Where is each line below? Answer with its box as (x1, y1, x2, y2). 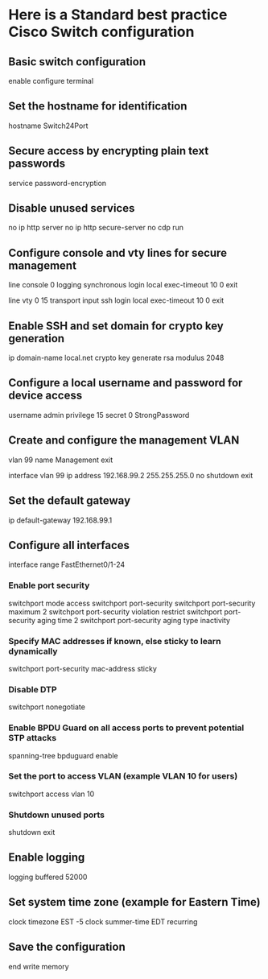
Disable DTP (8, 684, 58, 695)
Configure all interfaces (8, 538, 130, 552)
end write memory (8, 961, 70, 971)
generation (8, 332, 65, 345)
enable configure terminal (8, 76, 94, 85)
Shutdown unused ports (8, 809, 105, 820)
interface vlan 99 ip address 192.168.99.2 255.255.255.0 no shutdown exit (8, 470, 254, 480)
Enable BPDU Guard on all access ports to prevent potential (8, 722, 245, 733)
